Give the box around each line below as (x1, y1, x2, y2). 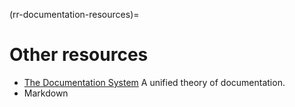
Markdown (23, 87, 69, 99)
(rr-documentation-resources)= (9, 9, 140, 20)
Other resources (9, 44, 149, 66)
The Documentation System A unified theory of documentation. (23, 76, 286, 88)
